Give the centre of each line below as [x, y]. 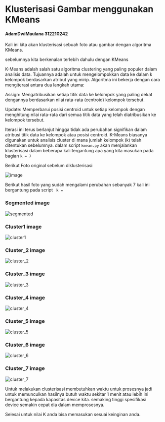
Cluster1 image [23, 227]
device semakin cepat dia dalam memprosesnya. [55, 405]
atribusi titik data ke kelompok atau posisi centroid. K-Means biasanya [76, 135]
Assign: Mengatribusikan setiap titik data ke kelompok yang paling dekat [79, 95]
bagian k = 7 [18, 156]
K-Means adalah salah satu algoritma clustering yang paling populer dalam [81, 69]
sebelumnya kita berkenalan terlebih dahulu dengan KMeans [67, 60]
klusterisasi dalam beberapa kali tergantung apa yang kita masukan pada [80, 151]
